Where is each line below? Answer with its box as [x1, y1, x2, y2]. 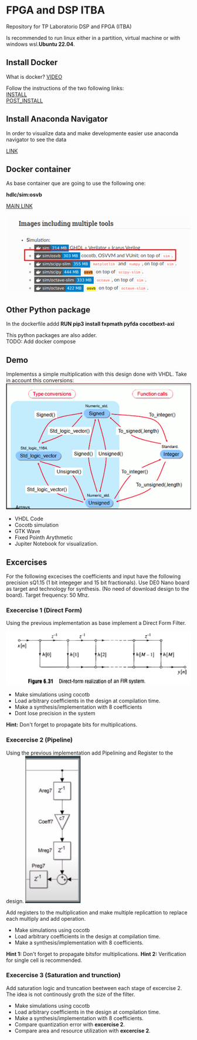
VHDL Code [14, 515, 44, 523]
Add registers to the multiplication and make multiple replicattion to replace [6, 908, 188, 916]
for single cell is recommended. [6, 957, 82, 964]
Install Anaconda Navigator [6, 114, 108, 124]
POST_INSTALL [6, 97, 43, 104]
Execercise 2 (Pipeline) [6, 736, 73, 744]
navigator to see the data [6, 136, 67, 143]
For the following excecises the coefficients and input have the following [6, 573, 181, 580]
